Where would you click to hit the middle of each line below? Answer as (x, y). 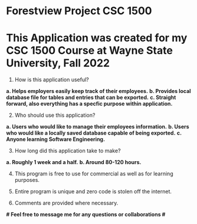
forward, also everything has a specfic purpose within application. (89, 104)
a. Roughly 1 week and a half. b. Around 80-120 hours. (74, 162)
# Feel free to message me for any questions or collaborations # (86, 215)
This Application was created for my (97, 38)
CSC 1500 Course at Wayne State (89, 51)
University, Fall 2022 (58, 63)
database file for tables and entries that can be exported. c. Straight (91, 97)
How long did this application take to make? (68, 151)
